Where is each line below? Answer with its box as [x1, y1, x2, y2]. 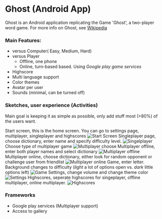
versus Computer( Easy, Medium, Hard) [12, 48, 92, 54]
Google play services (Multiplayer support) [12, 203, 99, 209]
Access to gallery [12, 208, 47, 214]
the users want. [5, 118, 37, 124]
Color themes [12, 79, 40, 85]
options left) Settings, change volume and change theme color [5, 169, 149, 175]
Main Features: [5, 37, 41, 44]
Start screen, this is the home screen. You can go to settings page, [5, 128, 139, 133]
